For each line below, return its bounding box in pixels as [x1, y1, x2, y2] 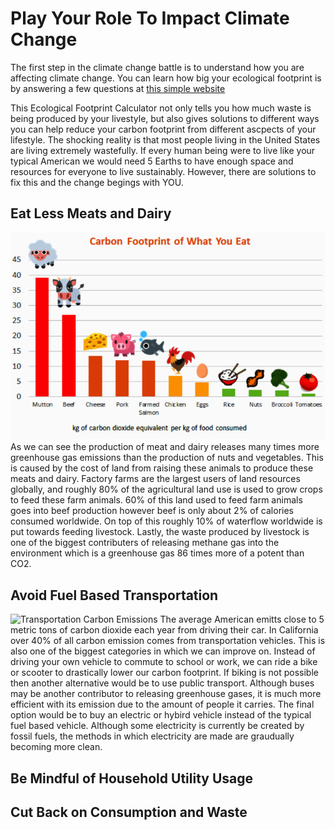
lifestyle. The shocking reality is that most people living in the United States [10, 133, 321, 146]
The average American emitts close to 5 [159, 613, 325, 626]
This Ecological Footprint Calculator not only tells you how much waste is [10, 102, 312, 114]
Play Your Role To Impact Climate [10, 7, 290, 30]
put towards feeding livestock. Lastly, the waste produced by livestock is [10, 526, 310, 538]
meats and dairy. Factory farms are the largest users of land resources [10, 473, 301, 485]
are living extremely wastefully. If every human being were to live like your [10, 144, 316, 156]
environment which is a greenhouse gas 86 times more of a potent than [10, 547, 305, 559]
